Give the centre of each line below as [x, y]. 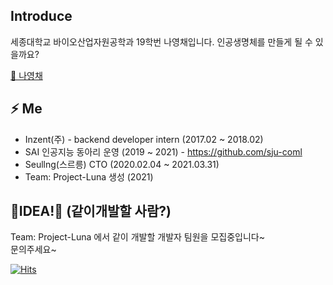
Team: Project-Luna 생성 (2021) [89, 176]
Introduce [41, 16]
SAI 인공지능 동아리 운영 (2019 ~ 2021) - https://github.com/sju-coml [163, 151]
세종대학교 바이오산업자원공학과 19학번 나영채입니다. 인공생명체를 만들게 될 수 [161, 41]
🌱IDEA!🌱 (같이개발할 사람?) [91, 211]
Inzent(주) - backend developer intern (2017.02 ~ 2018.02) [144, 139]
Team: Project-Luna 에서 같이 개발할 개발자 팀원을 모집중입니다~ [137, 237]
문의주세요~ [33, 250]
